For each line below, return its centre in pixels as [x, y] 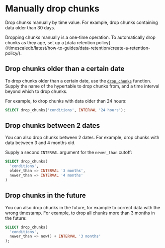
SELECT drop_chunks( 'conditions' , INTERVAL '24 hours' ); [65, 110]
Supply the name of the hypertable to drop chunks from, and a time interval [82, 86]
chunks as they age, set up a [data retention [50, 42]
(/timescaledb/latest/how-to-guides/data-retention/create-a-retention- [78, 48]
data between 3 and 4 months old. [40, 143]
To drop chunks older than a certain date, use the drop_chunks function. [78, 81]
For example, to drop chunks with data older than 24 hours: [66, 101]
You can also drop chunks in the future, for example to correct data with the [83, 207]
